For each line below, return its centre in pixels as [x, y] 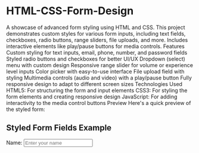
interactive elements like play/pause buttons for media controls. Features [95, 46]
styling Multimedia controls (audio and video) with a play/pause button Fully [99, 78]
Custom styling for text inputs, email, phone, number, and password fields [97, 52]
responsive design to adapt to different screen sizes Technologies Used [94, 84]
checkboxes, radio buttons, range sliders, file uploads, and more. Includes [97, 40]
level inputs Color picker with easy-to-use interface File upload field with [95, 71]
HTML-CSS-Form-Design [70, 11]
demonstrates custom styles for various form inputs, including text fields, [96, 33]
